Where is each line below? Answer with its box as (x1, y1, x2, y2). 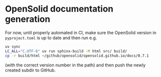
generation (5, 14, 51, 25)
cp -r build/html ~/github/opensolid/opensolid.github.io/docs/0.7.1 (5, 53, 149, 58)
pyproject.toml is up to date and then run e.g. (5, 35, 97, 41)
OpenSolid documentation (5, 3, 113, 15)
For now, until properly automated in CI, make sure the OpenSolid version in (5, 30, 157, 35)
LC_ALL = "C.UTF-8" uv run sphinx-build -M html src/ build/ (5, 48, 127, 54)
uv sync (5, 44, 21, 49)
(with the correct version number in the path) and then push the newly (5, 62, 146, 68)
